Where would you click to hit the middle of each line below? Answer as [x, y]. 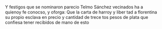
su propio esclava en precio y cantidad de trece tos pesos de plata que [77, 17]
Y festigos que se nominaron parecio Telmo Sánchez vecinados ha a [74, 7]
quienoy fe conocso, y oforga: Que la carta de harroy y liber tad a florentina [81, 12]
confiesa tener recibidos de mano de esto [47, 22]
